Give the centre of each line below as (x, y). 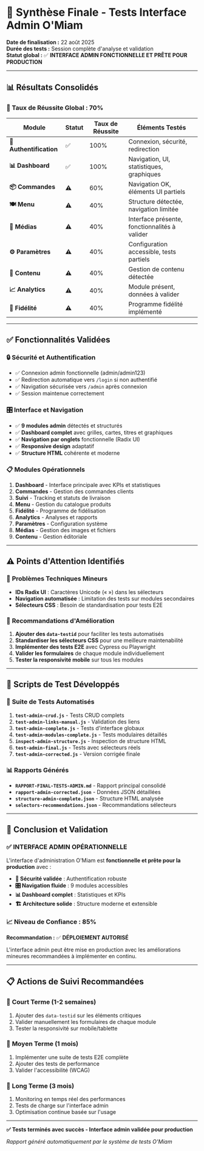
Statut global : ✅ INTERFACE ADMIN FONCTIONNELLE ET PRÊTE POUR (97, 55)
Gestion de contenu (156, 269)
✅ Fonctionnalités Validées (58, 340)
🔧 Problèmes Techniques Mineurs (57, 579)
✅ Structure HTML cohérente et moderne (67, 453)
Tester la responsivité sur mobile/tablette (66, 1028)
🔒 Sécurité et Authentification (51, 357)
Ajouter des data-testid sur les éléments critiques (78, 1015)
